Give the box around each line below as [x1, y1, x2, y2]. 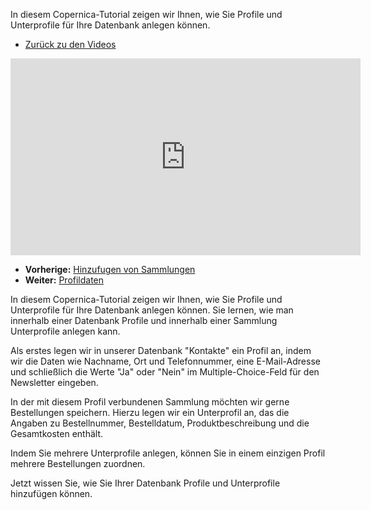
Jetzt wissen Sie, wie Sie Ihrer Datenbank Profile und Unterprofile [10, 477, 281, 489]
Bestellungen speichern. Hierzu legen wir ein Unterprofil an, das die [10, 407, 290, 418]
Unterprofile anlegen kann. [10, 325, 121, 337]
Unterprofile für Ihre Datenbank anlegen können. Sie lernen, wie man [10, 304, 294, 316]
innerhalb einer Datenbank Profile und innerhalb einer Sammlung [10, 315, 278, 326]
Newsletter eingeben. [10, 377, 99, 388]
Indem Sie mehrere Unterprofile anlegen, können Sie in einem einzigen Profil [10, 447, 326, 459]
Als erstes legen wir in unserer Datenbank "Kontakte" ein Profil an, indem [10, 345, 312, 356]
